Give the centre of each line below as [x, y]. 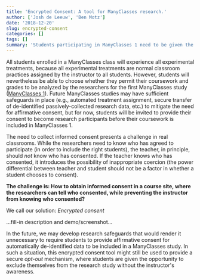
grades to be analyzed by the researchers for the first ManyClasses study [97, 87]
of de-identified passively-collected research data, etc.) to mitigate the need [100, 106]
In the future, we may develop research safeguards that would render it [94, 234]
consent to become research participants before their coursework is [90, 119]
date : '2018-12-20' [30, 23]
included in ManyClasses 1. [40, 125]
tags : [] [17, 39]
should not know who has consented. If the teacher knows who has [89, 155]
